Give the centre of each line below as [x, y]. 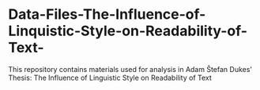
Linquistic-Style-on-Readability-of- [128, 31]
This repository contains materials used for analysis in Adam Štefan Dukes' [130, 69]
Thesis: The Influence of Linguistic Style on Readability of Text [110, 77]
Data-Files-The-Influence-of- [107, 14]
